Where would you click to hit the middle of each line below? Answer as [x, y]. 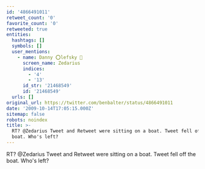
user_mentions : [31, 52]
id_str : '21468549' [47, 86]
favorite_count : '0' [33, 23]
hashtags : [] [28, 40]
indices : [34, 69]
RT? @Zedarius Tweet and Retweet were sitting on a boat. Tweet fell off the [101, 154]
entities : [19, 35]
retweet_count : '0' [31, 18]
